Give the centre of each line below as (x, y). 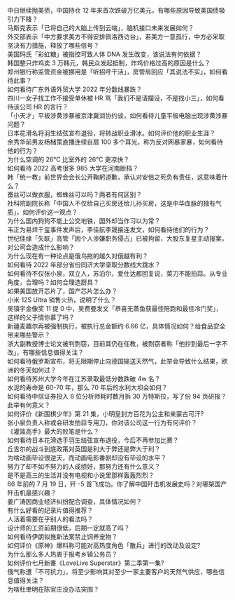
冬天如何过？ (38, 370)
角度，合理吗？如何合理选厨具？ (53, 282)
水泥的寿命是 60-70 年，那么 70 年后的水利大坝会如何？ (87, 387)
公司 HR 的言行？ (44, 107)
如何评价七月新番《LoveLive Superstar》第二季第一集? (86, 563)
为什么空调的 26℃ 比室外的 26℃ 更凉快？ (69, 159)
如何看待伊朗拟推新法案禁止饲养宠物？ (62, 536)
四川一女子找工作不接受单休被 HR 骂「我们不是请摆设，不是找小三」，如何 (113, 98)
